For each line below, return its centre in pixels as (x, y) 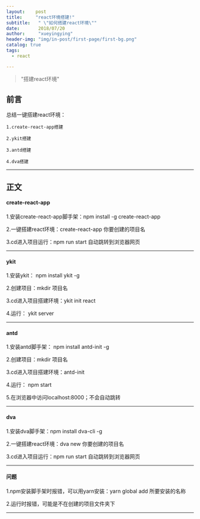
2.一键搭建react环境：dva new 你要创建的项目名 (65, 443)
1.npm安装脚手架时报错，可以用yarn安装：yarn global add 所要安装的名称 (96, 491)
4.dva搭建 (17, 162)
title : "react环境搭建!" (40, 17)
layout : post (26, 12)
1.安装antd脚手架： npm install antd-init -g (58, 347)
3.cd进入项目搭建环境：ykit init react (51, 301)
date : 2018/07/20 (36, 28)
